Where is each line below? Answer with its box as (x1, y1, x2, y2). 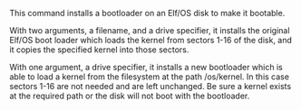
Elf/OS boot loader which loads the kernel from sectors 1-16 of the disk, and (9, 35, 293, 45)
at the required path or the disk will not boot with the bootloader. (9, 90, 250, 101)
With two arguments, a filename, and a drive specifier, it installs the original (9, 25, 290, 35)
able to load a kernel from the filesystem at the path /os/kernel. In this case (9, 71, 290, 82)
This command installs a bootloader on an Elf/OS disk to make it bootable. (9, 8, 286, 18)
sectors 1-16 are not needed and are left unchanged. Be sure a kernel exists (9, 81, 292, 91)
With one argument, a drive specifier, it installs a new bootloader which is (9, 62, 283, 72)
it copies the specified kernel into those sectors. (9, 44, 189, 55)
